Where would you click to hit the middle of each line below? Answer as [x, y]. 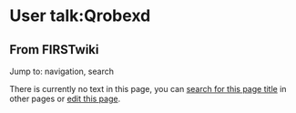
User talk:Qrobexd [80, 16]
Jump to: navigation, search [61, 71]
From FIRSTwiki [54, 50]
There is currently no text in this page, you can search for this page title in [148, 89]
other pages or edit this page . [65, 98]
